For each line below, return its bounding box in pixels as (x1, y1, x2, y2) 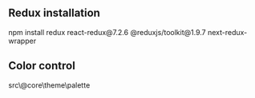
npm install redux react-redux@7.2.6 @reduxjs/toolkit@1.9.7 (8, 27, 206, 37)
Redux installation (8, 6, 100, 20)
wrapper (8, 36, 37, 45)
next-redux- (207, 27, 248, 37)
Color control (8, 59, 76, 73)
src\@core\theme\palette (8, 80, 91, 90)
